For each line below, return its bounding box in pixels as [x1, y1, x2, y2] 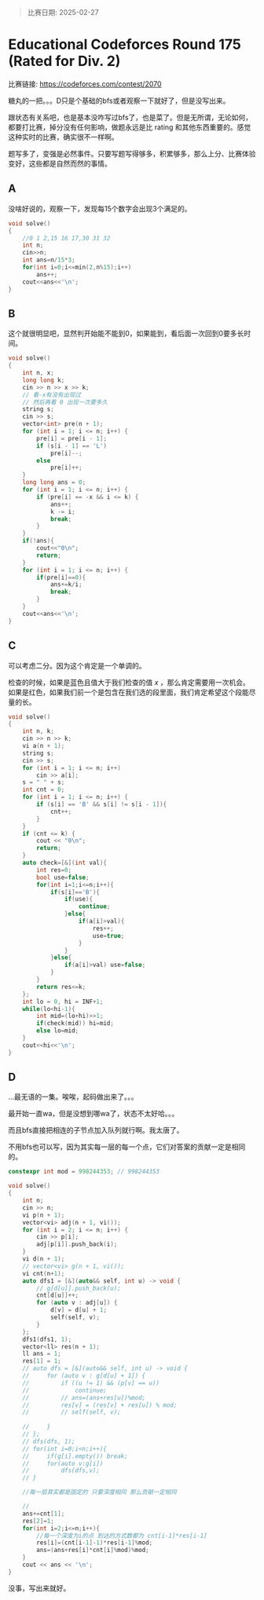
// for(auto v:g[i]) [22, 1459, 104, 1467]
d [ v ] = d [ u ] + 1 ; [49, 1306, 108, 1314]
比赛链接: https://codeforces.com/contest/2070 [8, 79, 163, 89]
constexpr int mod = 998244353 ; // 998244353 [8, 1168, 159, 1176]
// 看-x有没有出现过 [22, 390, 81, 399]
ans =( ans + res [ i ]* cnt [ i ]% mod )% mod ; [36, 1547, 149, 1554]
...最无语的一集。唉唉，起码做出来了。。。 [8, 1092, 139, 1102]
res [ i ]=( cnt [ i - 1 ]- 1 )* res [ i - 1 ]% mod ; [36, 1539, 153, 1547]
